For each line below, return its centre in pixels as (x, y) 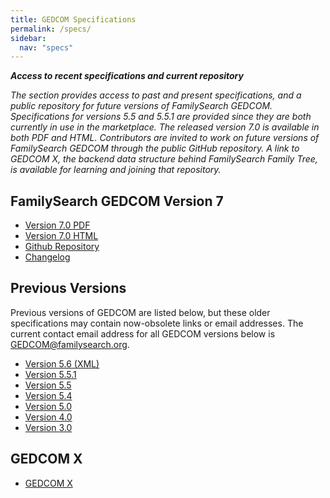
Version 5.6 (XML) (62, 363)
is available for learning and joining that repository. (116, 170)
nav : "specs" (46, 47)
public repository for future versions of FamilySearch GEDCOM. (141, 106)
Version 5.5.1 (50, 374)
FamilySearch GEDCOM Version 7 (117, 201)
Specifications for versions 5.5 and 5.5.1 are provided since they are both (161, 117)
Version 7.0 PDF (57, 225)
